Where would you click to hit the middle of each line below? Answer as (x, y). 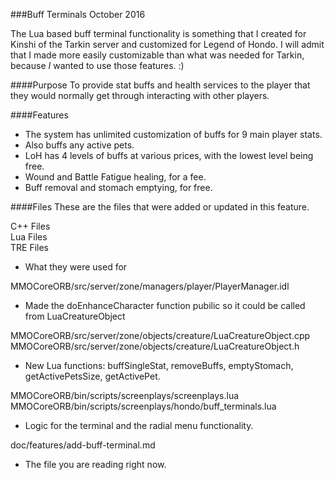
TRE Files (29, 247)
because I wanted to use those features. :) (97, 65)
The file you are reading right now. (95, 464)
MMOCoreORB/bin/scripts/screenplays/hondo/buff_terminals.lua (143, 406)
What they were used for (76, 267)
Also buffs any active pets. (79, 145)
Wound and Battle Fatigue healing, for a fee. (115, 177)
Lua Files (29, 237)
